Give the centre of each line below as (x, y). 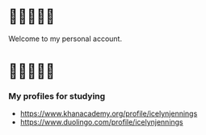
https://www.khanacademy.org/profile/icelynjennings (109, 114)
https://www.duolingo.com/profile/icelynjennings (101, 122)
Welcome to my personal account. (65, 39)
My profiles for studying (57, 96)
